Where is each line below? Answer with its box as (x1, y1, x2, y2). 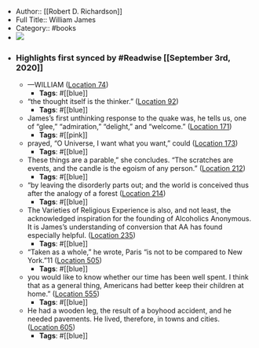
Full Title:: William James (15, 15, 97, 24)
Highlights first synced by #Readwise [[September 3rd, (15, 52, 231, 63)
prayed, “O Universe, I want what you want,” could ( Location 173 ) (27, 139, 239, 148)
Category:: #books (15, 24, 77, 32)
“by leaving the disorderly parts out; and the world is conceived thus (27, 180, 250, 190)
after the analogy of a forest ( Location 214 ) (27, 189, 166, 198)
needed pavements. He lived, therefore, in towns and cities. (27, 314, 221, 324)
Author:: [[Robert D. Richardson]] (15, 7, 123, 16)
